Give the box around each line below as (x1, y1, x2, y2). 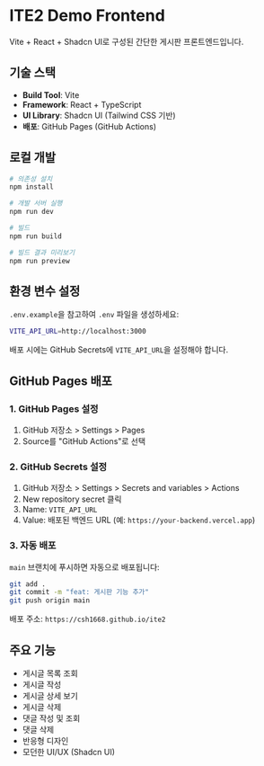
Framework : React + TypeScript (22, 99, 142, 110)
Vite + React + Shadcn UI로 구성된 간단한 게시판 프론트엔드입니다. (9, 36, 244, 47)
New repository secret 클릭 (22, 494, 122, 504)
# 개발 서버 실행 (9, 199, 63, 208)
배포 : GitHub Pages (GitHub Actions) (22, 120, 157, 131)
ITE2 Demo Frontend (9, 5, 166, 26)
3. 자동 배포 (9, 539, 57, 552)
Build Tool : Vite (22, 89, 80, 100)
